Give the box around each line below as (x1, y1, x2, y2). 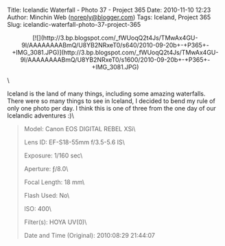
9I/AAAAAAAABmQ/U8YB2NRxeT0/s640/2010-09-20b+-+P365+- (21, 41, 209, 49)
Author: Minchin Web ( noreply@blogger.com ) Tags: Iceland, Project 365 (7, 13, 211, 21)
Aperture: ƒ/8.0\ (23, 165, 69, 172)
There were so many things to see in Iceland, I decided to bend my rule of (7, 97, 216, 105)
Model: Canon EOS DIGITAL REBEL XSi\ (23, 125, 136, 133)
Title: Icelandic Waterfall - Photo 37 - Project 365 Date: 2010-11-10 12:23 (7, 6, 211, 14)
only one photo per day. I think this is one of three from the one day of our (7, 104, 216, 112)
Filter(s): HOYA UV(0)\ (23, 218, 87, 226)
